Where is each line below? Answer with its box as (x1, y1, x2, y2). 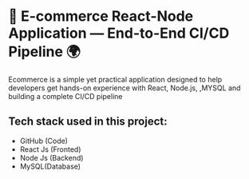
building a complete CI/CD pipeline (8, 91, 123, 101)
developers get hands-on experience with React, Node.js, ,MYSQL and (8, 83, 241, 93)
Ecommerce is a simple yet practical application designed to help (8, 74, 223, 84)
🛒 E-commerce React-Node (8, 7, 194, 26)
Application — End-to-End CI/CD (8, 24, 230, 42)
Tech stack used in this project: (8, 115, 168, 129)
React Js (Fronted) (19, 144, 81, 154)
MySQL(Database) (19, 161, 81, 171)
